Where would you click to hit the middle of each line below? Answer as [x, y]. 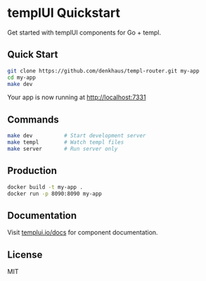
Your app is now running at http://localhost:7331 [77, 97]
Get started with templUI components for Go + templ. [84, 32]
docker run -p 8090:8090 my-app [54, 194]
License [25, 255]
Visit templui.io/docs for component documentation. [83, 232]
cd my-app [22, 77]
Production [32, 171]
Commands [33, 119]
